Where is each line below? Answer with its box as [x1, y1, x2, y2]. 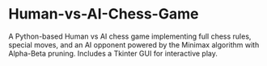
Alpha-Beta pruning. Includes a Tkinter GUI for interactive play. [8, 48, 218, 58]
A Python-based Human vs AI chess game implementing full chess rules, [8, 31, 252, 41]
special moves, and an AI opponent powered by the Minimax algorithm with [8, 39, 260, 49]
